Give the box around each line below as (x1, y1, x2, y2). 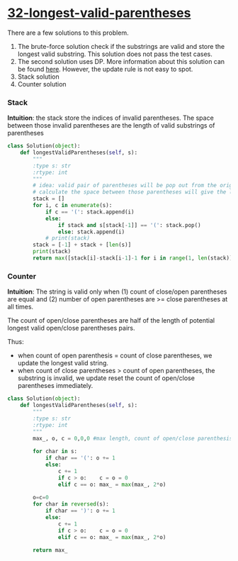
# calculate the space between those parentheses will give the (33, 189, 227, 196)
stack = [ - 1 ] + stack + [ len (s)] (33, 241, 132, 249)
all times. (7, 303, 34, 311)
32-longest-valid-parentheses (7, 5, 191, 21)
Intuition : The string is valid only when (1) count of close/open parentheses (7, 287, 227, 296)
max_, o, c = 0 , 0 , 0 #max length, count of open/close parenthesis (33, 435, 233, 442)
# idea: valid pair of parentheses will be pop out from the (33, 182, 217, 189)
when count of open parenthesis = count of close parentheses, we (17, 351, 212, 360)
